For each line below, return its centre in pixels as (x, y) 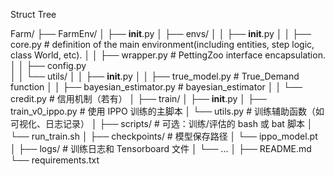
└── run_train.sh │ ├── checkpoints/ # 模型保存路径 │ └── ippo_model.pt (164, 136)
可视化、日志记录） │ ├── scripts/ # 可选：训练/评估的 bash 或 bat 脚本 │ (161, 123)
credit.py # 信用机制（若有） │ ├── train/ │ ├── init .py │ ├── (138, 98)
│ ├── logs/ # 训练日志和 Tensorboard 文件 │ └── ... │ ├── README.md (161, 148)
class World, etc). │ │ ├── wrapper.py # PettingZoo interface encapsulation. (168, 55)
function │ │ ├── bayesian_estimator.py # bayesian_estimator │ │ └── (156, 87)
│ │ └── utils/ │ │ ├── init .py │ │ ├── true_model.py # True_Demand (155, 76)
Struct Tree (33, 14)
